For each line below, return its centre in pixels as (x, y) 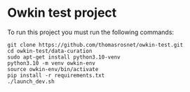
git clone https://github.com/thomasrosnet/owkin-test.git (95, 45)
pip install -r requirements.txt (56, 75)
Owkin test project (62, 13)
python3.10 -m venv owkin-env (52, 63)
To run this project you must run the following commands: (90, 32)
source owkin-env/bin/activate (53, 69)
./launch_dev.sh (31, 82)
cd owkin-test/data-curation (50, 51)
